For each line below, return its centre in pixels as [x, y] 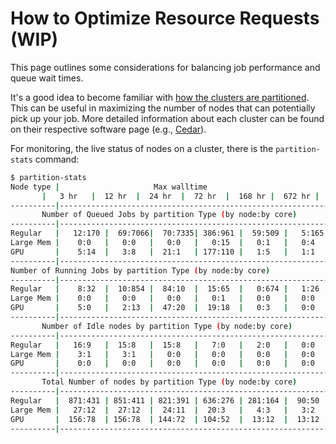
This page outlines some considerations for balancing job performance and [165, 67]
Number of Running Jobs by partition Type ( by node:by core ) [140, 270]
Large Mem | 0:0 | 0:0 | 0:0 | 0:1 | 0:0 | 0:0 [163, 298]
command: [57, 159]
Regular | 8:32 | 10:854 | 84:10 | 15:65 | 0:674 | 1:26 [165, 289]
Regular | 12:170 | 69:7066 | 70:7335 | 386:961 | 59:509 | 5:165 [167, 233]
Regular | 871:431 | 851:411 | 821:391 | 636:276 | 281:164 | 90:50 [165, 400]
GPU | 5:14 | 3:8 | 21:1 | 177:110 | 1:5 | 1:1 [163, 252]
